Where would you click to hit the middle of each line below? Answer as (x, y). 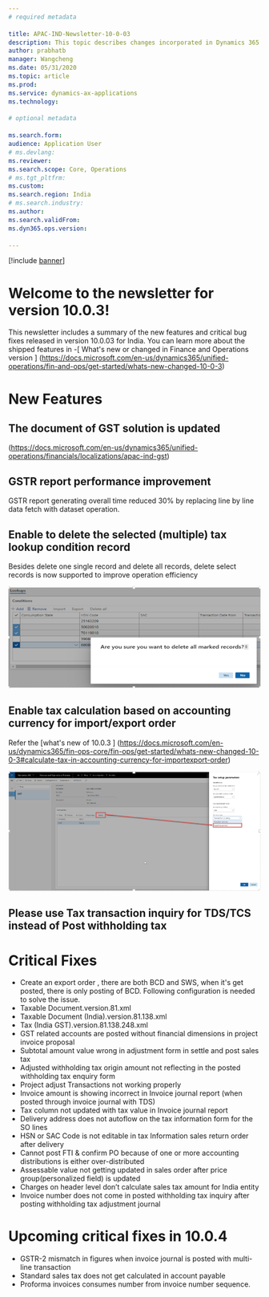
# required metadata (43, 17)
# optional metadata (43, 119)
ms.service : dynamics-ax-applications (73, 93)
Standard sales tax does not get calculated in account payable (122, 1276)
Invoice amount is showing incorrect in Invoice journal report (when (131, 1093)
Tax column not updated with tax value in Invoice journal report (124, 1110)
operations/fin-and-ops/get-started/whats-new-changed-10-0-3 (115, 367)
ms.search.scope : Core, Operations (68, 169)
